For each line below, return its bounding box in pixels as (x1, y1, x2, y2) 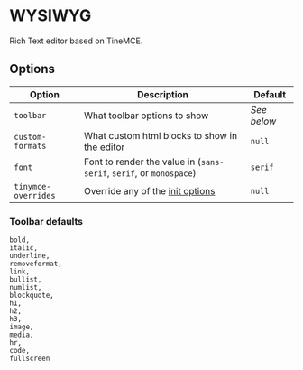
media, (9, 330, 34, 339)
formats (14, 141, 47, 151)
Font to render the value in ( (84, 155, 201, 168)
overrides (14, 190, 56, 200)
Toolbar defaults (9, 215, 84, 227)
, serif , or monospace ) (106, 166, 197, 179)
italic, (9, 244, 39, 253)
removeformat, (9, 259, 63, 269)
